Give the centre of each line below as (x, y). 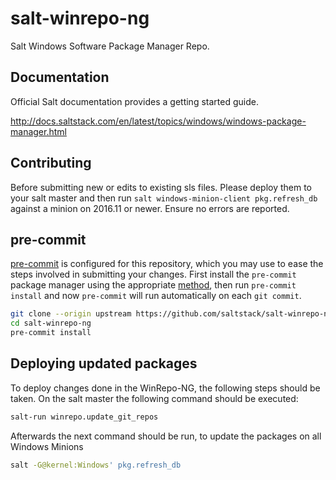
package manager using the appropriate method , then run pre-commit (153, 285)
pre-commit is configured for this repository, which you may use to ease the (167, 264)
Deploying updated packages (104, 363)
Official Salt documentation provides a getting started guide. (134, 101)
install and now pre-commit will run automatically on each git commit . (156, 296)
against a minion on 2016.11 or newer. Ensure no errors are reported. (150, 208)
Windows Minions (47, 446)
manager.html (38, 131)
